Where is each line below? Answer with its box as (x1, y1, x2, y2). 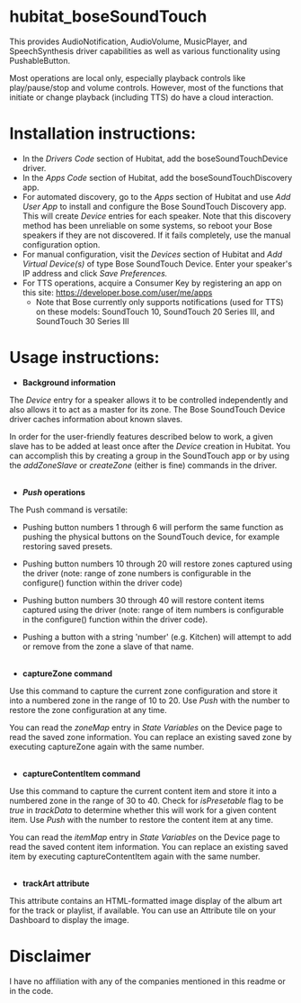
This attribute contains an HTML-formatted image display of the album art (9, 895, 283, 906)
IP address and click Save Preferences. (22, 267, 168, 278)
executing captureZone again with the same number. (9, 741, 205, 752)
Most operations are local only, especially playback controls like (9, 72, 246, 83)
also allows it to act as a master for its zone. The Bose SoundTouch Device (9, 403, 286, 415)
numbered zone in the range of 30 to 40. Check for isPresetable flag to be (9, 795, 284, 806)
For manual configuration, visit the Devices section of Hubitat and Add (22, 248, 283, 259)
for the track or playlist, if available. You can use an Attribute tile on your (9, 905, 277, 916)
